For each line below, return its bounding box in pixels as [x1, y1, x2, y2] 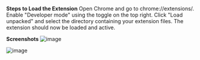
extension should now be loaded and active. [6, 24, 116, 31]
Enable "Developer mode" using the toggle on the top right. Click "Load [6, 11, 183, 18]
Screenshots [6, 36, 39, 42]
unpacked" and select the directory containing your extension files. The [6, 18, 184, 24]
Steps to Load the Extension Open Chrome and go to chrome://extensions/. [6, 5, 195, 12]
